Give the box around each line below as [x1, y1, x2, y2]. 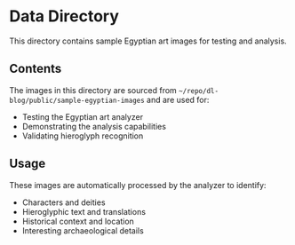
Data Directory [9, 6, 120, 27]
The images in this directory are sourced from [9, 84, 178, 95]
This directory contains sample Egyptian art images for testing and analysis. [9, 36, 287, 46]
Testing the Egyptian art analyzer [21, 111, 144, 122]
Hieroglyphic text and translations [21, 206, 147, 217]
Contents [9, 61, 62, 76]
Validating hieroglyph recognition [21, 130, 144, 141]
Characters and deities [21, 197, 106, 208]
